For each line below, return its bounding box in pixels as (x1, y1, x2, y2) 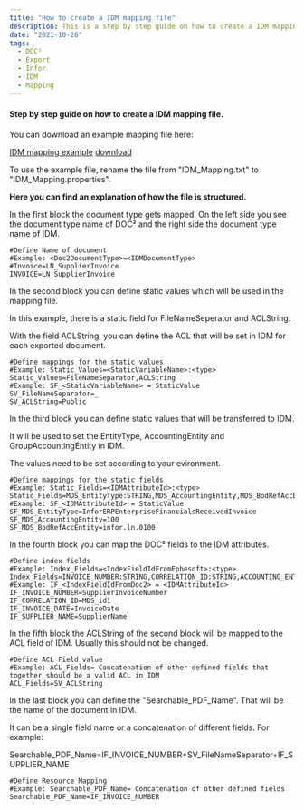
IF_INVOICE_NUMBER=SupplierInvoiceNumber (9, 588, 168, 597)
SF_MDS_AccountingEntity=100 (9, 514, 119, 524)
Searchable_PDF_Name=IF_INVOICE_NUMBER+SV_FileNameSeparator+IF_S (9, 749, 294, 760)
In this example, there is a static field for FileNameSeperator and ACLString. (9, 312, 291, 323)
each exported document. (9, 339, 106, 350)
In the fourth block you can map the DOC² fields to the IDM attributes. (9, 539, 270, 550)
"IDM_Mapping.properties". (9, 173, 111, 184)
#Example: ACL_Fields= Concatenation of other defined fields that (9, 663, 270, 672)
